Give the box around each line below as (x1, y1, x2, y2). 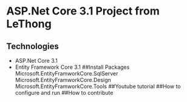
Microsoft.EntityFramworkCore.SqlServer (15, 70, 118, 77)
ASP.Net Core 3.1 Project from (6, 4, 160, 18)
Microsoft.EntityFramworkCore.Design (15, 77, 111, 83)
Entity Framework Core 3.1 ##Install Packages (15, 63, 130, 71)
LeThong (6, 17, 52, 31)
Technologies (6, 41, 59, 51)
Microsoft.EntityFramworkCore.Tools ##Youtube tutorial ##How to (15, 83, 181, 90)
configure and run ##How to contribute (15, 89, 114, 96)
